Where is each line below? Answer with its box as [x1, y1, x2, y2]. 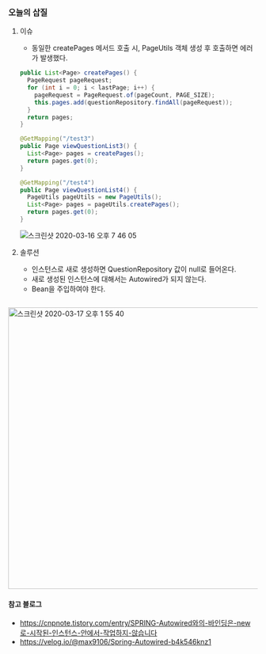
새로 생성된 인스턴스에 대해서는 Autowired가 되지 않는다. [31, 274, 207, 283]
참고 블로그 [8, 599, 42, 609]
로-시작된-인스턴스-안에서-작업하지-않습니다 [19, 628, 158, 638]
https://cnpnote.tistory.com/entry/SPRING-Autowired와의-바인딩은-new [19, 618, 251, 628]
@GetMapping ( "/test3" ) [19, 135, 95, 143]
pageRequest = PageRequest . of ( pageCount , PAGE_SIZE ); [34, 91, 215, 99]
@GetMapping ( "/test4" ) [19, 178, 95, 187]
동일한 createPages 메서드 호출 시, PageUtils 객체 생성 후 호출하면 [31, 44, 239, 53]
